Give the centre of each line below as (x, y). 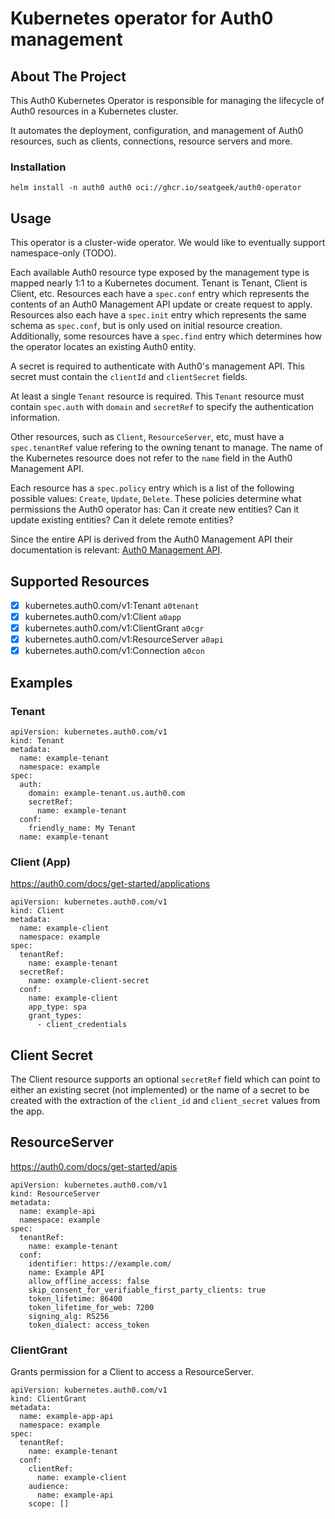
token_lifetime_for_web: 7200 (91, 1307)
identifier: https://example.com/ (100, 1263)
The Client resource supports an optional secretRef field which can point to (165, 1079)
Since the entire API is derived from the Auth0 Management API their (151, 539)
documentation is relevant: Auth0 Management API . (116, 550)
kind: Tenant (37, 740)
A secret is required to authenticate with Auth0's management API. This (157, 366)
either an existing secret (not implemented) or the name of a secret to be (160, 1090)
